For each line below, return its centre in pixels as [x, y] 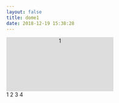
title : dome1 [23, 18]
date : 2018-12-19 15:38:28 [40, 23]
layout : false [24, 12]
